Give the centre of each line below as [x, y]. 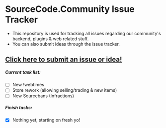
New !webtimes [28, 85]
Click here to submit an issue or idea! [64, 60]
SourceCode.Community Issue [70, 9]
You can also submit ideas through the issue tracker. [66, 44]
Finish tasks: [19, 108]
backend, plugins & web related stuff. [50, 39]
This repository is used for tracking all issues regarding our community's [86, 33]
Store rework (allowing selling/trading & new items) [65, 90]
